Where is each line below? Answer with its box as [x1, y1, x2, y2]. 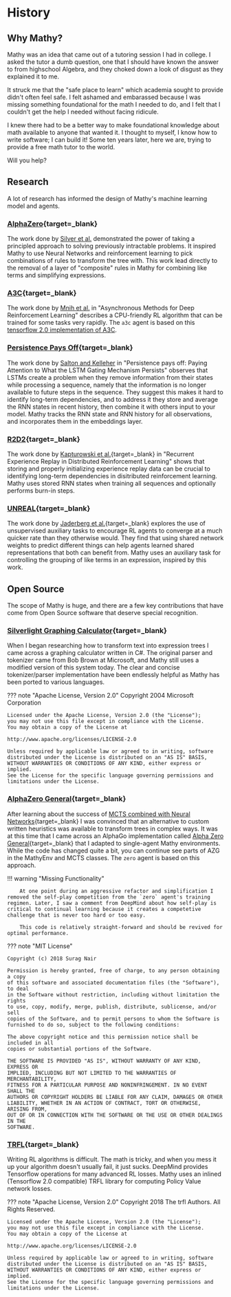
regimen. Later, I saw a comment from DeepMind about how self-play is [7, 899, 217, 906]
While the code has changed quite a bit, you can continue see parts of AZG [7, 846, 220, 855]
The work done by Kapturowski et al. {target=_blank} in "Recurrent [7, 450, 195, 458]
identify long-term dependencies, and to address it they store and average [7, 395, 219, 403]
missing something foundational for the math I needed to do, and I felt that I [7, 100, 221, 108]
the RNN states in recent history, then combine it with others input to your [7, 403, 216, 411]
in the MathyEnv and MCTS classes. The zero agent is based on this [7, 853, 200, 861]
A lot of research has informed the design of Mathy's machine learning [7, 194, 208, 202]
